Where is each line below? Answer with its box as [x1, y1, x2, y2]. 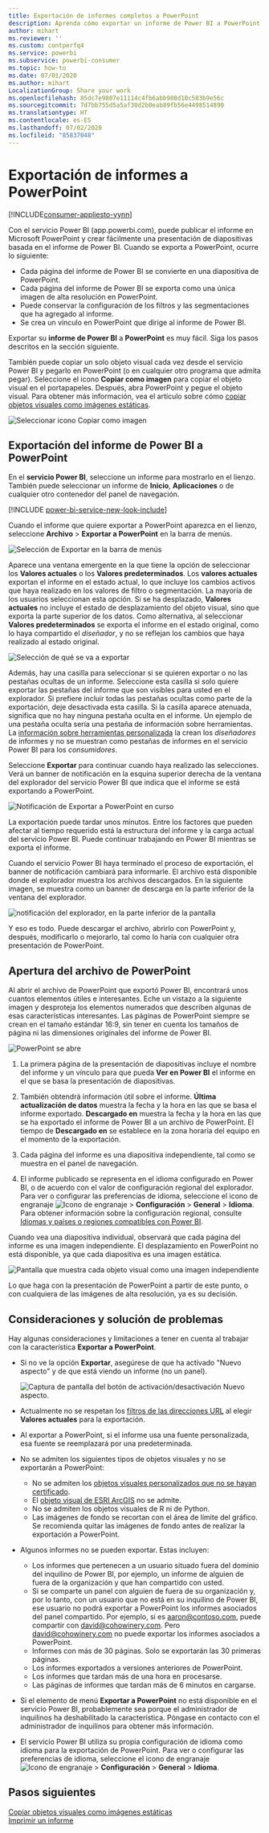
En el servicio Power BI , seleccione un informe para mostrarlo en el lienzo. [8, 472, 256, 482]
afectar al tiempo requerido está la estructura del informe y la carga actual [8, 826, 255, 835]
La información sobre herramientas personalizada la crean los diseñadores [8, 728, 256, 737]
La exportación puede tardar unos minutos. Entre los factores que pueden [8, 817, 253, 827]
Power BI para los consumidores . [8, 745, 118, 755]
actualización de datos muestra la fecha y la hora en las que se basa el [19, 1100, 257, 1110]
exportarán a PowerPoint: [19, 1463, 104, 1472]
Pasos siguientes [8, 1786, 96, 1799]
